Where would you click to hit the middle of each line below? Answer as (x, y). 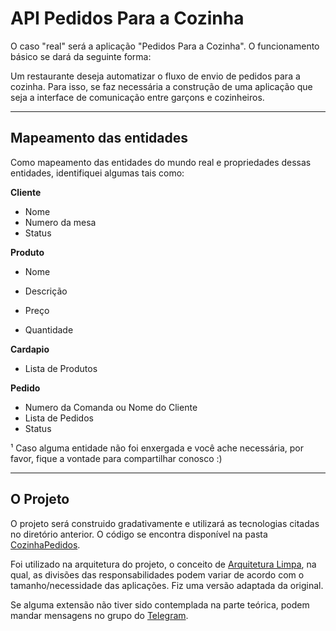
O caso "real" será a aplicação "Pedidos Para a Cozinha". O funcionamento (165, 46)
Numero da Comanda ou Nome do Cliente (111, 407)
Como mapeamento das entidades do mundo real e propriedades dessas (161, 162)
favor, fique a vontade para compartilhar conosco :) (116, 458)
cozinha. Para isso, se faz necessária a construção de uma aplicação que (161, 86)
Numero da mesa (60, 222)
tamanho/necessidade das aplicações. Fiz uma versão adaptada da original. (167, 585)
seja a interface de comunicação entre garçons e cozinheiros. (137, 97)
